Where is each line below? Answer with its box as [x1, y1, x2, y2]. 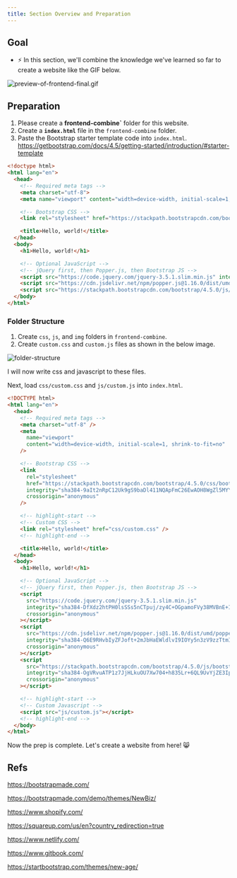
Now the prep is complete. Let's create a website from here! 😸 [7, 741, 190, 750]
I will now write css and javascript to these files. [7, 367, 147, 376]
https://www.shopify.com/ [7, 808, 83, 816]
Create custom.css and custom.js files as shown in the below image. [17, 340, 215, 349]
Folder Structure [7, 316, 65, 326]
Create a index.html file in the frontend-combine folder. [17, 127, 177, 135]
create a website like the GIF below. [17, 66, 121, 74]
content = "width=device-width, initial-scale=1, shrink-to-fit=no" [25, 441, 226, 448]
